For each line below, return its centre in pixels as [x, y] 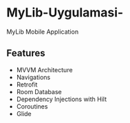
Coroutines [32, 106]
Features [26, 53]
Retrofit [27, 85]
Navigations [33, 77]
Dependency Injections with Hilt [62, 99]
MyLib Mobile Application [43, 32]
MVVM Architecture [44, 69]
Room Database [39, 91]
